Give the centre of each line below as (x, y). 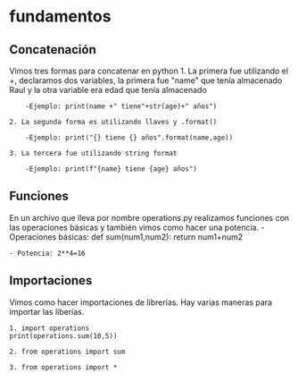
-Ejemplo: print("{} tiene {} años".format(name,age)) (129, 138)
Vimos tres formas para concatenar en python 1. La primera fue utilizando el (149, 71)
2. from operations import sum (67, 351)
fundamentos (60, 17)
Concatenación (53, 50)
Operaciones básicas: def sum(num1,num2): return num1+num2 (126, 237)
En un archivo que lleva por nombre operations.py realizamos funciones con (149, 217)
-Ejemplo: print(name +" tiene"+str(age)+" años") (121, 106)
